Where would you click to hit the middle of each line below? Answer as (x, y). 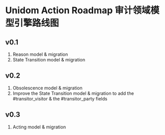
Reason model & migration (40, 54)
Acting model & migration (39, 127)
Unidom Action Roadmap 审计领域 (78, 10)
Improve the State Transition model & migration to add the (73, 93)
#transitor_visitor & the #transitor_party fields (60, 98)
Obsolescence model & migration (48, 88)
